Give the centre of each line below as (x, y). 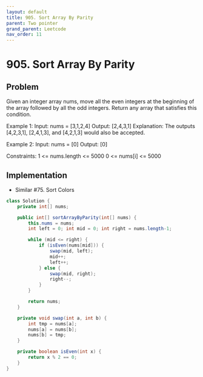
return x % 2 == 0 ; (53, 358)
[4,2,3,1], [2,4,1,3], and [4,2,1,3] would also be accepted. (76, 133)
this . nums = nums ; (51, 223)
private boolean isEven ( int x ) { (59, 352)
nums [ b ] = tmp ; (47, 335)
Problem (23, 87)
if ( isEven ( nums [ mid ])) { (71, 246)
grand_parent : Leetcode (36, 29)
